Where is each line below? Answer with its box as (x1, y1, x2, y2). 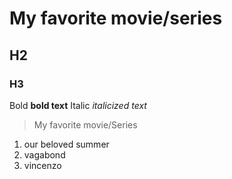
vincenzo (23, 159, 62, 171)
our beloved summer (23, 138, 110, 150)
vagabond (23, 148, 66, 161)
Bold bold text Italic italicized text (9, 99, 147, 111)
